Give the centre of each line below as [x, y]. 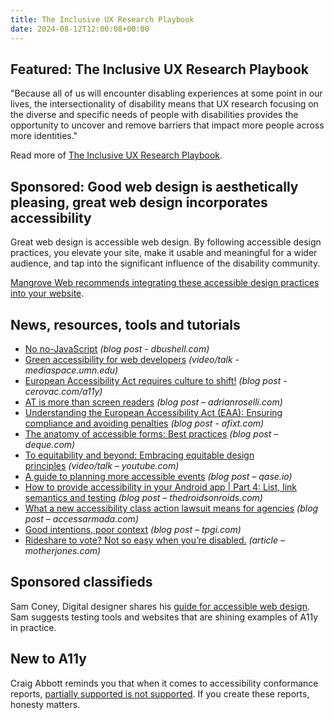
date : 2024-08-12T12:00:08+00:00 [80, 29]
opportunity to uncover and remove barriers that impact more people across [167, 125]
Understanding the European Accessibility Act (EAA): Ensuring [153, 412]
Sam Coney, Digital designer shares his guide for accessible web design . [160, 606]
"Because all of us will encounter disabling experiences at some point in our [166, 93]
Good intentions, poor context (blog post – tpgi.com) [133, 529]
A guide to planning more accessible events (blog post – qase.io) [158, 476]
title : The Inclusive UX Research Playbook [102, 19]
